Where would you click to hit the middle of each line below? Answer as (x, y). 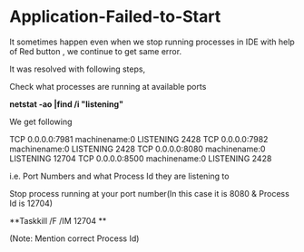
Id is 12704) (31, 203)
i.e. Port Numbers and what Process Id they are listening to (119, 176)
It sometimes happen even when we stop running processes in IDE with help (152, 42)
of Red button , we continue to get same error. (96, 51)
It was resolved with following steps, (78, 69)
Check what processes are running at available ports (108, 86)
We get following (41, 121)
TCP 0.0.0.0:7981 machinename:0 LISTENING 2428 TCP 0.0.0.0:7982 (139, 139)
